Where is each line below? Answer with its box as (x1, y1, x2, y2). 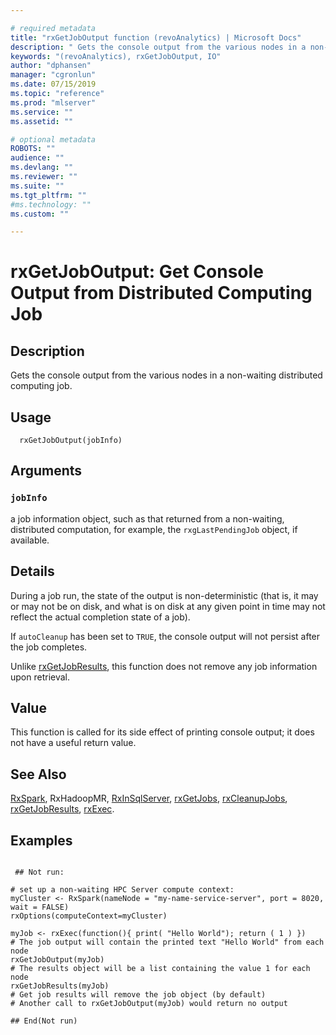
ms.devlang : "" (10, 162, 74, 173)
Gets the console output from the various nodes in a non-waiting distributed (10, 369, 323, 381)
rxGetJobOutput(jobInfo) (19, 436, 123, 446)
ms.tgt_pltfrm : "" (10, 190, 87, 200)
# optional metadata (10, 134, 97, 145)
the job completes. (10, 641, 88, 653)
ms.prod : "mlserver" (10, 97, 97, 108)
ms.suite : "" (10, 181, 65, 191)
